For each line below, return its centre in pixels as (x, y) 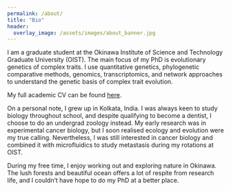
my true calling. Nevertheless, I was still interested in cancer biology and (110, 138)
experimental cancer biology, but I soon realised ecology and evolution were (115, 130)
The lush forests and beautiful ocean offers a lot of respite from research (111, 173)
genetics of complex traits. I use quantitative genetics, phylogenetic (103, 67)
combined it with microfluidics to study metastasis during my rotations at (110, 145)
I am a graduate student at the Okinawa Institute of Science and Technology (115, 52)
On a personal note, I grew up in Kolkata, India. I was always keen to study (113, 108)
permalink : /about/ (35, 13)
